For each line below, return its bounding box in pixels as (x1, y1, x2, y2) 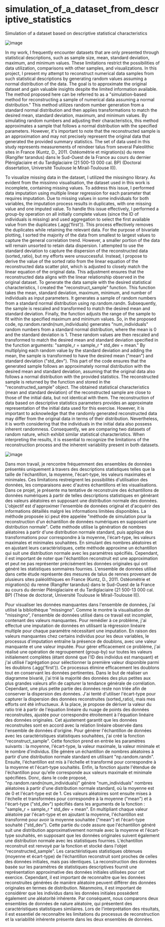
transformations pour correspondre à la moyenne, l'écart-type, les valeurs (5, 534, 156, 540)
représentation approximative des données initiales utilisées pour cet (5, 869, 145, 875)
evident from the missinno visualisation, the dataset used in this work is (5, 179, 150, 186)
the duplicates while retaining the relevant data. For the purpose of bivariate (5, 227, 159, 232)
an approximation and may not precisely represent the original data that (5, 133, 150, 139)
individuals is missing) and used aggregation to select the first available (5, 216, 150, 222)
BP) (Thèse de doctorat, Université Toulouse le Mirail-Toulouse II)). (5, 592, 140, 598)
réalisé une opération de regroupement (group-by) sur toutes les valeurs (5, 649, 153, 655)
